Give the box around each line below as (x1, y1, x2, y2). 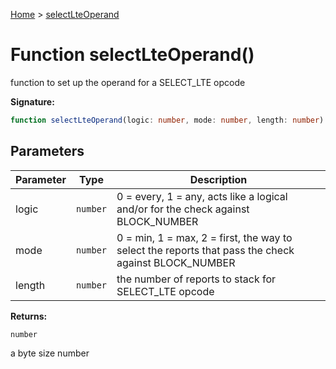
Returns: (10, 310, 48, 322)
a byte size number (10, 347, 90, 359)
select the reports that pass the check (116, 243, 295, 257)
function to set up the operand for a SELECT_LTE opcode (10, 76, 246, 88)
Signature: (10, 95, 55, 108)
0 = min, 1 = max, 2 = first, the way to (116, 230, 293, 244)
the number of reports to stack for (116, 272, 277, 286)
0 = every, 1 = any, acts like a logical (116, 189, 288, 203)
